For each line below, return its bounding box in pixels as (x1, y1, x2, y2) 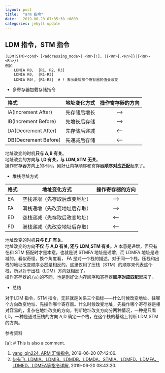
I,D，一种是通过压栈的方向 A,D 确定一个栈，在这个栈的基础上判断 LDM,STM (5, 314, 159, 320)
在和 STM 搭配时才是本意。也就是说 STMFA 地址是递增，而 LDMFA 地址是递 (5, 250, 159, 256)
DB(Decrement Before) (7, 137, 61, 144)
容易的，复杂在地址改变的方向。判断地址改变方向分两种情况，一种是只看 (9, 307, 156, 313)
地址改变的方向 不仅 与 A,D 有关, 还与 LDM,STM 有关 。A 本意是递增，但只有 (5, 243, 158, 249)
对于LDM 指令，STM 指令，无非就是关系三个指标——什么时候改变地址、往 (5, 295, 156, 301)
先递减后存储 (65, 137, 95, 144)
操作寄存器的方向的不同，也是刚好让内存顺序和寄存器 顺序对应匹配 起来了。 (5, 274, 156, 280)
